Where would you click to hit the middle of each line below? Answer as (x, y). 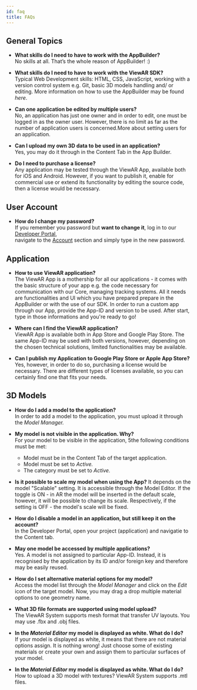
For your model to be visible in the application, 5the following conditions (102, 440)
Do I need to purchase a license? (55, 163)
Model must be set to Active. (58, 464)
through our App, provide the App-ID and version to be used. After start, (102, 310)
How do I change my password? (54, 221)
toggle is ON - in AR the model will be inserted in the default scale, (95, 494)
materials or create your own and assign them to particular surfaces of (100, 652)
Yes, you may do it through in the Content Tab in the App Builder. (93, 152)
